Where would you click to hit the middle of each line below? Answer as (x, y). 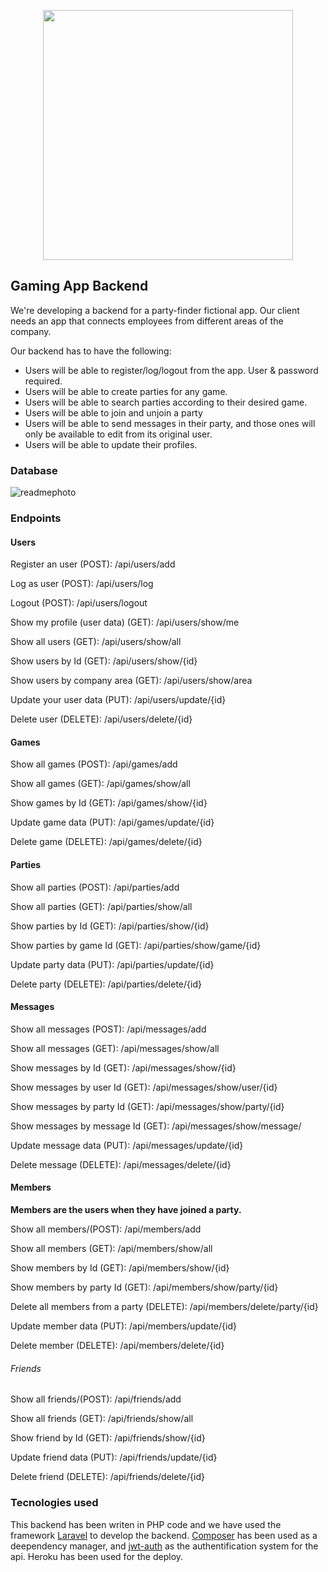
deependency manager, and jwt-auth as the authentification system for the (164, 1546)
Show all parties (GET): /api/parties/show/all (101, 906)
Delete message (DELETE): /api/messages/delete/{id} (121, 1164)
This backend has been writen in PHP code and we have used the (146, 1524)
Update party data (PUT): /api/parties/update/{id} (112, 964)
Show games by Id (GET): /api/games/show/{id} (109, 803)
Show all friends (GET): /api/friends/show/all (102, 1419)
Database (34, 470)
